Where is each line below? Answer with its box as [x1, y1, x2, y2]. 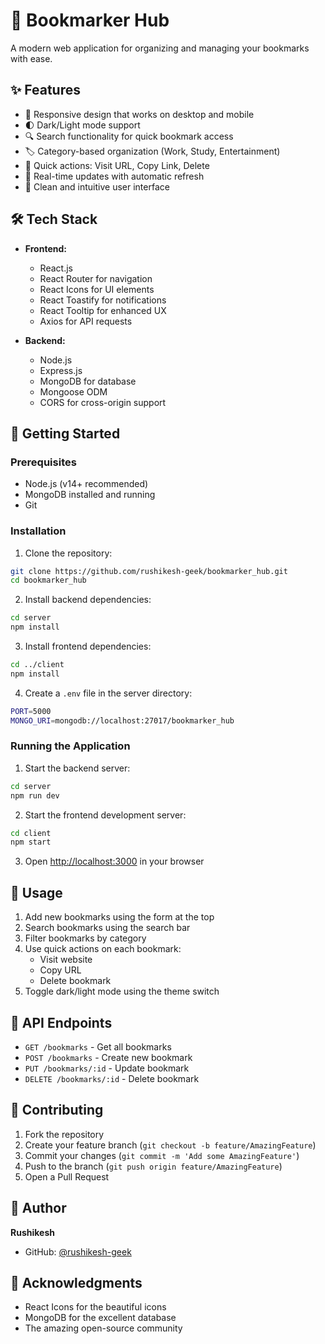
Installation [10, 524, 67, 538]
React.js [39, 262, 73, 274]
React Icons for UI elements [39, 283, 155, 295]
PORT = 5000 [10, 706, 52, 716]
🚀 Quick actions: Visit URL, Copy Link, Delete [24, 159, 210, 171]
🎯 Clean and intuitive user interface [24, 180, 170, 193]
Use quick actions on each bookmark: [24, 943, 182, 955]
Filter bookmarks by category [24, 932, 147, 944]
